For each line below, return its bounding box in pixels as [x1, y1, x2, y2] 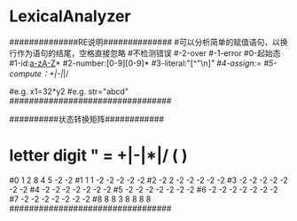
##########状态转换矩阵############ [9, 114, 165, 124]
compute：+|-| [9, 68, 64, 79]
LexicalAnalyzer [9, 6, 131, 27]
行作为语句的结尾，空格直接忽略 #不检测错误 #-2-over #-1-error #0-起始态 [9, 47, 281, 59]
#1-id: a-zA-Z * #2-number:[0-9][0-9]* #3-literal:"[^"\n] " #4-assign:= [9, 58, 262, 68]
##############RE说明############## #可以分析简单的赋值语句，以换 [9, 36, 288, 47]
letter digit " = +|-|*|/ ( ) [9, 146, 188, 166]
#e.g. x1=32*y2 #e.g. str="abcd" [9, 86, 129, 97]
